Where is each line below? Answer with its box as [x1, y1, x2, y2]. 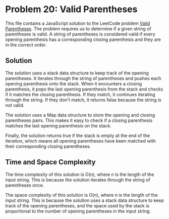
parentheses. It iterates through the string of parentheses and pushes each [5, 75, 161, 81]
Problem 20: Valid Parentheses [5, 4, 138, 15]
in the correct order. [5, 41, 47, 48]
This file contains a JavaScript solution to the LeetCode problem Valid [5, 20, 150, 26]
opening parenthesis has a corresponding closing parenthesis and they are [5, 36, 161, 42]
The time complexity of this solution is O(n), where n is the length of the [5, 171, 154, 178]
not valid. [5, 102, 25, 108]
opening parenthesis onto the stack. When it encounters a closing [5, 80, 142, 86]
